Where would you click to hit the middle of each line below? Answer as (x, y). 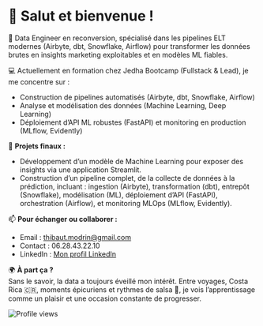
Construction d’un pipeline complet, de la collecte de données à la (127, 178)
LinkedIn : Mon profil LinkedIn (68, 254)
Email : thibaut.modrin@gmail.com (75, 237)
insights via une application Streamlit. (81, 170)
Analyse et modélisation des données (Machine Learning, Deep (123, 105)
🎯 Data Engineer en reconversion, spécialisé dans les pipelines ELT (117, 38)
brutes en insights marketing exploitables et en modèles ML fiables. (118, 54)
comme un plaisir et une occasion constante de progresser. (105, 298)
